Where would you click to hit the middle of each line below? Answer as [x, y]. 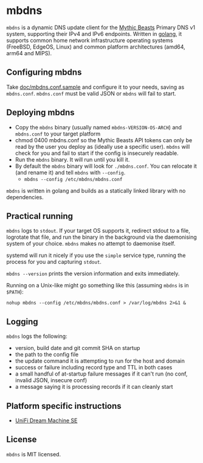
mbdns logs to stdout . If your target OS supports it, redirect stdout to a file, [98, 231]
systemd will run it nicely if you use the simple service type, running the [96, 255]
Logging [22, 322]
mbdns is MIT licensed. [34, 454]
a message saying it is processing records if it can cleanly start [94, 387]
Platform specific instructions [64, 406]
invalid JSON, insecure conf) [51, 380]
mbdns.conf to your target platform [58, 134]
